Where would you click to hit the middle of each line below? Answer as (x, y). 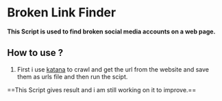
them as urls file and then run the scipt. (72, 76)
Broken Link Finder (62, 13)
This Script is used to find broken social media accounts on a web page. (111, 31)
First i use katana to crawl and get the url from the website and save (113, 69)
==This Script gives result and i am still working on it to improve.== (102, 89)
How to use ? (35, 53)
